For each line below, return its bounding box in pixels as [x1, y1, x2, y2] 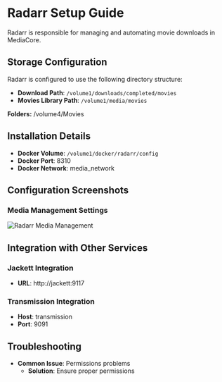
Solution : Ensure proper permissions [27, 366, 135, 375]
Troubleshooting [7, 340, 82, 352]
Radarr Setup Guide [7, 5, 124, 21]
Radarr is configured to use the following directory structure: [7, 75, 183, 83]
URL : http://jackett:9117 [17, 278, 85, 287]
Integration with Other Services [7, 242, 148, 254]
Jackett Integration [7, 263, 74, 273]
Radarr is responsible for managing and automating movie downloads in [7, 28, 216, 37]
